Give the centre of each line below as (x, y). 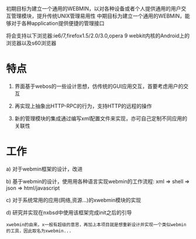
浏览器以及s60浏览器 (31, 43)
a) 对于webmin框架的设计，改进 (44, 169)
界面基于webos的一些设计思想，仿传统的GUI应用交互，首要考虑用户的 (99, 86)
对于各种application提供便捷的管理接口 (58, 23)
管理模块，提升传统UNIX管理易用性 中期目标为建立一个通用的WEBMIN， (98, 16)
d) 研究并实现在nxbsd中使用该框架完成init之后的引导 (69, 212)
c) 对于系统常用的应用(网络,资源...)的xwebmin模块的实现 (74, 200)
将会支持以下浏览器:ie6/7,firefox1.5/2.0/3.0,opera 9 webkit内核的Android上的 (98, 36)
